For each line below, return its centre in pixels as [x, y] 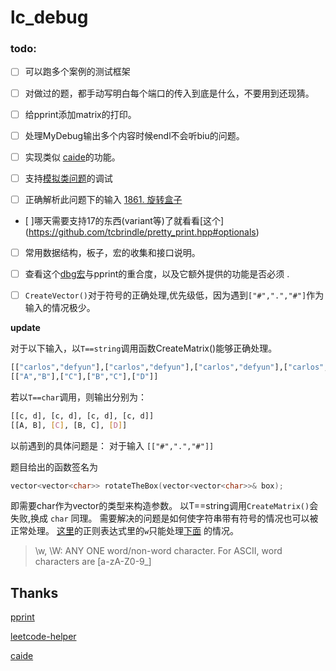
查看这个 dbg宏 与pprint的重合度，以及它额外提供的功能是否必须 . [157, 273]
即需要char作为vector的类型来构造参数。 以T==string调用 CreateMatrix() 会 [164, 506]
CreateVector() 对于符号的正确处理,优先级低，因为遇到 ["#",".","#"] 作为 [174, 295]
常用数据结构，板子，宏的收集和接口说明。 [112, 252]
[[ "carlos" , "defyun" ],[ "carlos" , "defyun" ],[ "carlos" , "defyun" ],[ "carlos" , [169, 367]
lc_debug [49, 17]
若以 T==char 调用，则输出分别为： [79, 397]
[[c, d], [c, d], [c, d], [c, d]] [82, 416]
